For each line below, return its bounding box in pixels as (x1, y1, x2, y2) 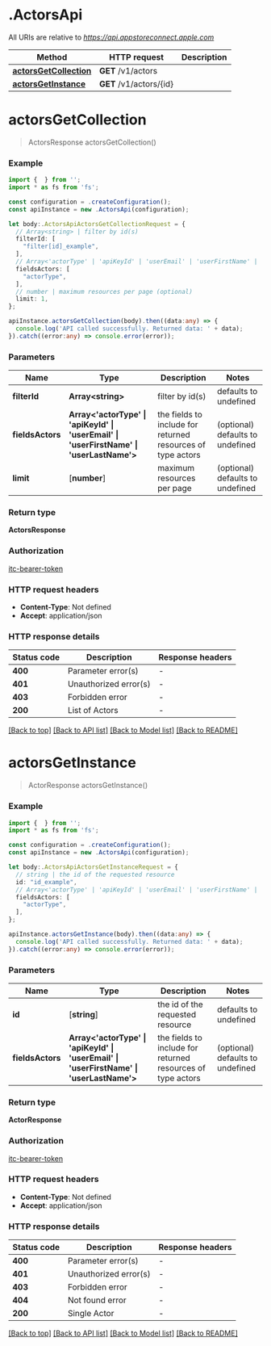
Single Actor (67, 1308, 115, 1319)
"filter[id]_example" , (23, 242, 99, 251)
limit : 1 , (15, 295, 48, 304)
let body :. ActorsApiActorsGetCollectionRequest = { (8, 220, 186, 228)
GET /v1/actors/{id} (99, 78, 174, 90)
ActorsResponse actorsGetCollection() (27, 137, 156, 147)
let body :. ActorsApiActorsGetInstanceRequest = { (8, 863, 179, 871)
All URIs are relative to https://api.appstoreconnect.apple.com (8, 32, 215, 42)
